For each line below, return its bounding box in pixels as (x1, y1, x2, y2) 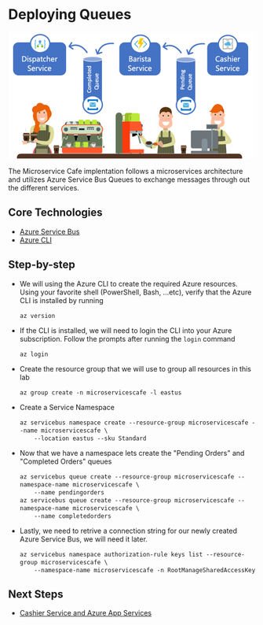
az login (19, 350, 49, 358)
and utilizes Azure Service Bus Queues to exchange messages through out (8, 175, 250, 184)
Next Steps (8, 587, 64, 601)
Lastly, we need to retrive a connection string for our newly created (19, 526, 238, 535)
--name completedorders (34, 512, 111, 520)
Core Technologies (8, 206, 104, 220)
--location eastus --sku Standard (34, 435, 147, 442)
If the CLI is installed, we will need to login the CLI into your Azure (19, 325, 232, 335)
